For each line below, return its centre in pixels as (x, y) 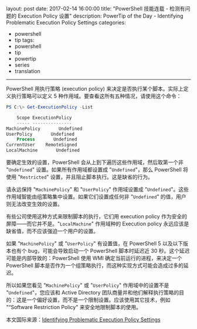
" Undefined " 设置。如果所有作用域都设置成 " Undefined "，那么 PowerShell (94, 169)
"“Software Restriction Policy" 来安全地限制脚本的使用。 (74, 307)
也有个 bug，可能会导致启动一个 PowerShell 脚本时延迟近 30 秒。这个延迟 (100, 251)
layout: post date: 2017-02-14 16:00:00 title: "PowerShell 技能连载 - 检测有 (96, 8)
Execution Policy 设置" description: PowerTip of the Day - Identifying (100, 16)
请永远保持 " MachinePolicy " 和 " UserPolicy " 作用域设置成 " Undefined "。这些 (97, 189)
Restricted (33, 177)
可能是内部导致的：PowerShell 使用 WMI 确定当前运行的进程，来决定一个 (94, 258)
